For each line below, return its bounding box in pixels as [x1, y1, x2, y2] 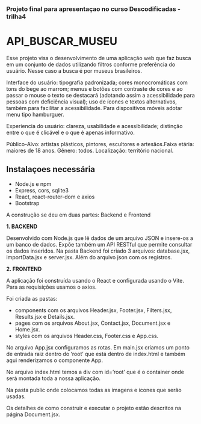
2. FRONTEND [6, 265, 42, 272]
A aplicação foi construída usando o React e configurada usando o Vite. [6, 277, 185, 284]
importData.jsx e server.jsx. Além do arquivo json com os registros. [6, 253, 173, 260]
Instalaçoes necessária [6, 164, 95, 174]
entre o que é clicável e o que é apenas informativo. [6, 129, 135, 136]
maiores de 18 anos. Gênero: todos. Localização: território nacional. [6, 147, 174, 154]
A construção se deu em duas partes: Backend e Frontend [6, 211, 151, 218]
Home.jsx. [14, 325, 40, 333]
